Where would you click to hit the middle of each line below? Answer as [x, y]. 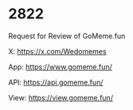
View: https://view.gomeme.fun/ [61, 97]
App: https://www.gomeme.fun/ [61, 67]
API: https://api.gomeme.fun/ [56, 82]
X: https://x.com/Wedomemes [57, 51]
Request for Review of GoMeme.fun [67, 36]
